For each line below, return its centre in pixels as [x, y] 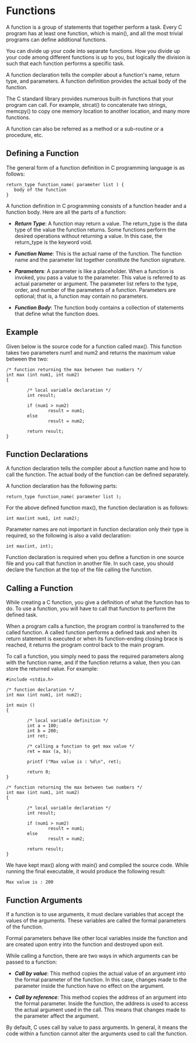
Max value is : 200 [30, 882]
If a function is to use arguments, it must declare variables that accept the [95, 914]
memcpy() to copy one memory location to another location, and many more [98, 111]
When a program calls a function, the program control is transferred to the [95, 626]
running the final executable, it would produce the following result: [86, 872]
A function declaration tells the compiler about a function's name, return [93, 75]
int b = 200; [43, 731]
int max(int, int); [30, 546]
